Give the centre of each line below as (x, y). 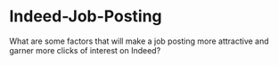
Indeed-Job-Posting (86, 16)
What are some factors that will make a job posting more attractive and (139, 41)
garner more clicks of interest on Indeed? (85, 50)
